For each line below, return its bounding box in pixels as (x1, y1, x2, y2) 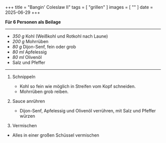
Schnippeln (12, 74, 36, 80)
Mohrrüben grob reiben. (19, 89, 69, 95)
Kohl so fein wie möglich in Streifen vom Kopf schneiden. (19, 84, 136, 89)
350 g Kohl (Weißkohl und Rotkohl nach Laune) (12, 33, 108, 39)
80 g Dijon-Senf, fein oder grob (12, 44, 76, 49)
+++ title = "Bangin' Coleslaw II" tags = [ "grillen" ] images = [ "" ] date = (5, 4, 153, 10)
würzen (19, 113, 36, 119)
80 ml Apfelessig (12, 49, 47, 55)
